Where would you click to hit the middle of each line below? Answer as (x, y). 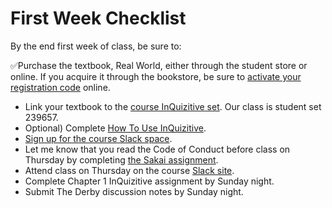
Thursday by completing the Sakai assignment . (121, 159)
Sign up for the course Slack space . (98, 138)
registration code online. (60, 87)
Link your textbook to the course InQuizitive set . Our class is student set (173, 106)
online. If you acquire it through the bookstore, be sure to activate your (156, 76)
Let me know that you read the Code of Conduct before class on (157, 149)
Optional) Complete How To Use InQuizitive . (115, 128)
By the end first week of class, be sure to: (96, 46)
